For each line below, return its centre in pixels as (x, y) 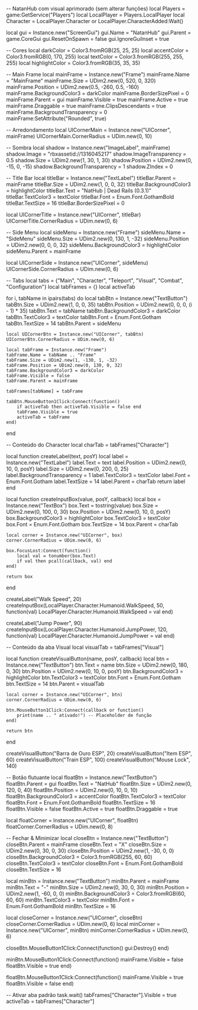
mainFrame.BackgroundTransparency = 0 (57, 112)
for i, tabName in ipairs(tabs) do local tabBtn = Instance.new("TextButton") (97, 298)
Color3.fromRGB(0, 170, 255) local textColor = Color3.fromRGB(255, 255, (95, 57)
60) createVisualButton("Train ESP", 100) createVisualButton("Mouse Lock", (98, 760)
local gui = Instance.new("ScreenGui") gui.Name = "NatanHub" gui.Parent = (99, 33)
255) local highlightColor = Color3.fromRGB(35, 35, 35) (73, 63)
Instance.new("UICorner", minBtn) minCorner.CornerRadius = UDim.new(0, (98, 930)
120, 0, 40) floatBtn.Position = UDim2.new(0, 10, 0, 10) (72, 790)
